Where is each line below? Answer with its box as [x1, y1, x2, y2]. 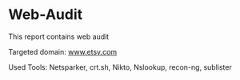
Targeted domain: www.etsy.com [8, 47, 118, 56]
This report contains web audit [8, 32, 110, 41]
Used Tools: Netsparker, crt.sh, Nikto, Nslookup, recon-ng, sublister [8, 62, 232, 72]
